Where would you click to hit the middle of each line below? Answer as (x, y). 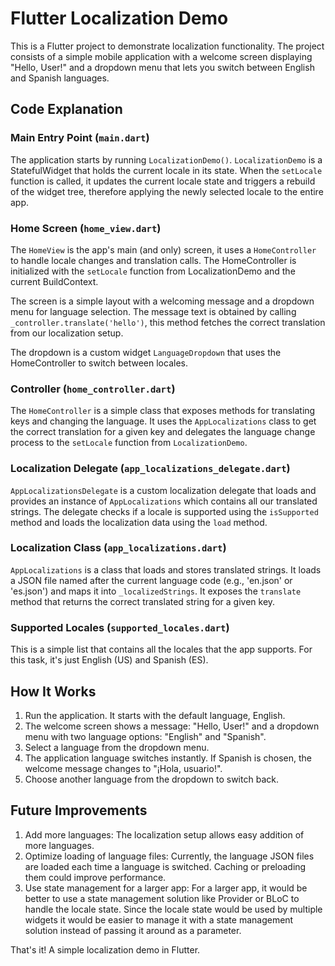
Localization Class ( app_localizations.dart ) (118, 548)
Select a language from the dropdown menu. (117, 747)
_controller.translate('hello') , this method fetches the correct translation (168, 322)
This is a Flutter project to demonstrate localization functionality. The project (167, 46)
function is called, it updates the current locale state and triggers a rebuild (163, 181)
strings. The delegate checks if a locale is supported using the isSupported (164, 511)
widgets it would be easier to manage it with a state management (159, 919)
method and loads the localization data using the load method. (139, 522)
